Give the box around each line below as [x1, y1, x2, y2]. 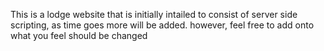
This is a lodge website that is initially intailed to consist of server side [10, 9, 298, 20]
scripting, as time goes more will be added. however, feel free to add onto [10, 19, 315, 31]
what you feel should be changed [10, 30, 148, 41]
